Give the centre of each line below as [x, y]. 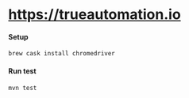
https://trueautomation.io [94, 15]
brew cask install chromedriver [62, 54]
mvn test [23, 88]
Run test [23, 71]
